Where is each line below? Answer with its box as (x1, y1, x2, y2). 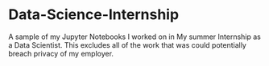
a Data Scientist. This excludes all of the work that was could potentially (8, 40, 247, 49)
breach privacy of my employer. (8, 49, 114, 58)
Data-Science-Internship (8, 6, 180, 24)
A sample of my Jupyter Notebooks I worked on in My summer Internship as (8, 32, 262, 41)
